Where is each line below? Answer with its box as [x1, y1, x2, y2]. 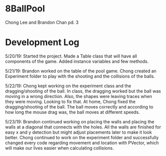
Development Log [5, 37, 80, 48]
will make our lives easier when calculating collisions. [5, 145, 114, 151]
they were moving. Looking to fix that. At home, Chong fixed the [5, 99, 136, 104]
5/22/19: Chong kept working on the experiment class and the [5, 83, 131, 89]
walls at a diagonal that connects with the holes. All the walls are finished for [5, 124, 161, 130]
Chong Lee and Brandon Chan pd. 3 [5, 19, 79, 25]
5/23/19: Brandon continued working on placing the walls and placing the [5, 118, 155, 124]
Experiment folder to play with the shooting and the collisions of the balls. [5, 73, 155, 79]
